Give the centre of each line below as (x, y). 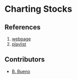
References (23, 27)
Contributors (25, 60)
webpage (21, 39)
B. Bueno (21, 71)
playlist (19, 44)
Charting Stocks (38, 9)
